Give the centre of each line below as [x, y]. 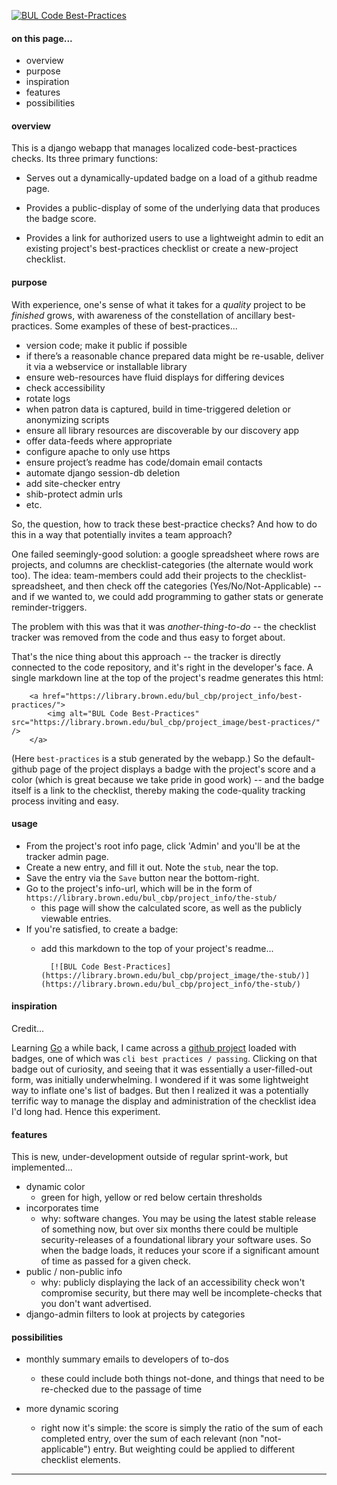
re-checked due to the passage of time [121, 1389]
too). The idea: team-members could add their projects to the [137, 575]
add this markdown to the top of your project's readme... [157, 948]
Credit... [28, 1029]
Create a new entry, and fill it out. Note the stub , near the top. [152, 867]
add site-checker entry [73, 483]
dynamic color [55, 1187]
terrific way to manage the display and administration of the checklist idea [164, 1101]
